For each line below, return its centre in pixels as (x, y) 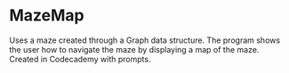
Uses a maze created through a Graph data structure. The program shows (145, 40)
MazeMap (47, 16)
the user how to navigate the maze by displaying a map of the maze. (134, 49)
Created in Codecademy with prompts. (80, 59)
